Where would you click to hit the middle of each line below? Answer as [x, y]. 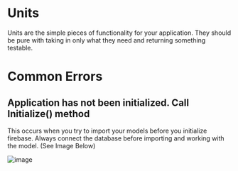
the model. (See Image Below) [52, 145]
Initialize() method [49, 114]
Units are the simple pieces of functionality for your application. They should [119, 33]
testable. [20, 48]
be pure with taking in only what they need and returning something [107, 40]
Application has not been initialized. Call [98, 103]
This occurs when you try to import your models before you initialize [107, 131]
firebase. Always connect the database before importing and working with [116, 138]
